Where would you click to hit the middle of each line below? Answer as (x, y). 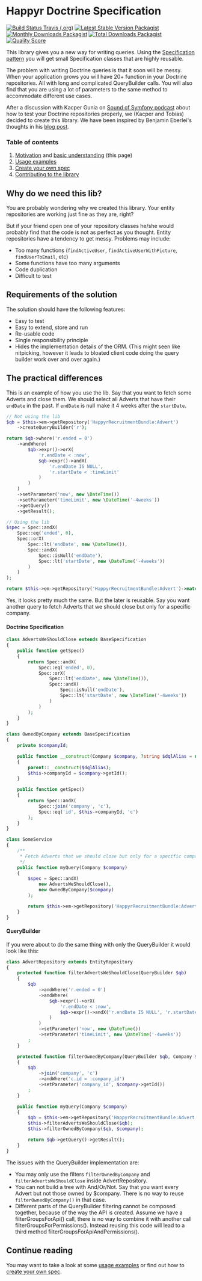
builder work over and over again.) (58, 359)
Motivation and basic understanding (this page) (74, 155)
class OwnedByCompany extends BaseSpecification (68, 734)
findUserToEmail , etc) (41, 257)
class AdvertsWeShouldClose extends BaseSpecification (76, 640)
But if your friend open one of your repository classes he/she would (90, 226)
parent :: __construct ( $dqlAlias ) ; (70, 767)
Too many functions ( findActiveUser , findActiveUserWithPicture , (96, 250)
